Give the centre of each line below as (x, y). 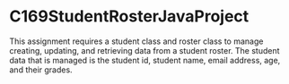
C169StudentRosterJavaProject (129, 17)
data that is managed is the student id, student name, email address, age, (145, 60)
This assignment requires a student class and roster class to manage (136, 41)
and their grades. (41, 70)
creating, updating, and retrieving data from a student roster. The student (144, 50)
